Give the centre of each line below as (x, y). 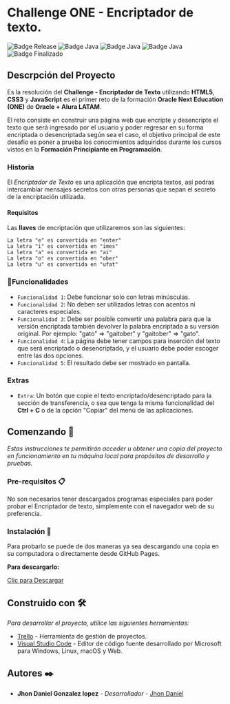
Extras (18, 380)
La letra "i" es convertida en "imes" (63, 247)
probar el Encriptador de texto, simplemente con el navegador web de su (111, 506)
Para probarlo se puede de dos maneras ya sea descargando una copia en (113, 546)
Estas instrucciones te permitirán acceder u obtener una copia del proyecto (115, 448)
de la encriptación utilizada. (46, 197)
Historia (21, 167)
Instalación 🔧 (29, 531)
